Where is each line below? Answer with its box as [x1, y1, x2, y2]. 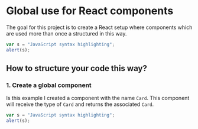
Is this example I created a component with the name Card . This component [6, 95, 190, 102]
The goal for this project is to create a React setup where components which [6, 24, 193, 31]
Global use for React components [6, 4, 174, 18]
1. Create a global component [6, 81, 92, 89]
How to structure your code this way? [6, 63, 148, 73]
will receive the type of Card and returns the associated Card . [6, 101, 154, 108]
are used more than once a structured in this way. [6, 30, 127, 37]
